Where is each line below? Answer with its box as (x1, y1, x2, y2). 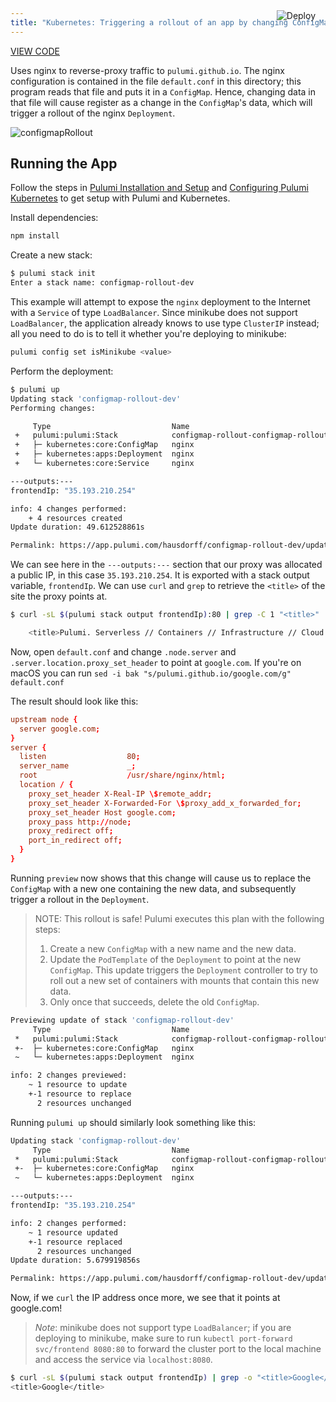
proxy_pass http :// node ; (28, 817, 132, 827)
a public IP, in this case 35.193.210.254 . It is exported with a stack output (10, 569, 310, 581)
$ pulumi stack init (10, 269, 97, 279)
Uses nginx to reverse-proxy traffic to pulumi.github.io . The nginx (10, 64, 285, 76)
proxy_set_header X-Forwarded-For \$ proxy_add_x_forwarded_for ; (28, 798, 302, 808)
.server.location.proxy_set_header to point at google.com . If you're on (10, 656, 302, 668)
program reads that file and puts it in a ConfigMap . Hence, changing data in (10, 85, 317, 98)
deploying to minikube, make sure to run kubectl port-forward (34, 1332, 293, 1344)
